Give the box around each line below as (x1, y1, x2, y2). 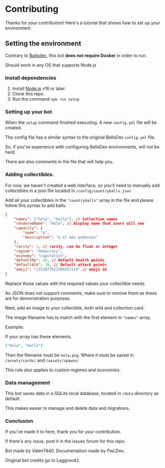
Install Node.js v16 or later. (12, 85, 66, 92)
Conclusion (5, 417, 33, 424)
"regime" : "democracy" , (14, 248, 63, 254)
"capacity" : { (14, 226, 43, 231)
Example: (5, 324, 24, 330)
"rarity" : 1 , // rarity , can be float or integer (14, 244, 118, 249)
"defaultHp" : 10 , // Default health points (14, 258, 105, 263)
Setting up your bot (5, 108, 53, 115)
